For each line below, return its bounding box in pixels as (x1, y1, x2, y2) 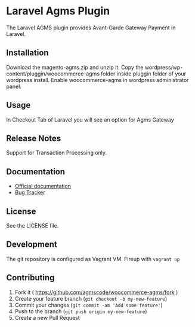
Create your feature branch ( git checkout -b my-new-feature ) (14, 295, 168, 302)
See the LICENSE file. (6, 222, 59, 229)
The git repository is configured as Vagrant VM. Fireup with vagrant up (6, 255, 180, 262)
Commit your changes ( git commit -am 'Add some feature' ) (14, 301, 163, 308)
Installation (6, 48, 49, 58)
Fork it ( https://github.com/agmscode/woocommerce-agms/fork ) (14, 289, 178, 296)
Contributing (6, 272, 55, 283)
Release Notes (6, 133, 61, 143)
